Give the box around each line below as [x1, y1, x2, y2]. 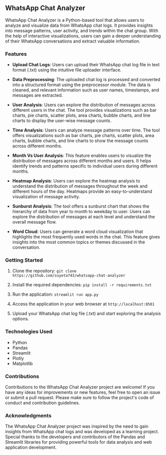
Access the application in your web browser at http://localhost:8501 [12, 301, 155, 307]
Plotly [12, 355, 24, 361]
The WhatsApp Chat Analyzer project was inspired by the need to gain [5, 423, 149, 429]
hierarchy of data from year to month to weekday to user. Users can [12, 209, 151, 215]
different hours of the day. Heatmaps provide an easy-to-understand [12, 188, 152, 194]
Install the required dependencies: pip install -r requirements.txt [12, 282, 152, 288]
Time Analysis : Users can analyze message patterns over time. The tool [12, 127, 160, 133]
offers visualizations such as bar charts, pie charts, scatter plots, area [12, 133, 155, 138]
